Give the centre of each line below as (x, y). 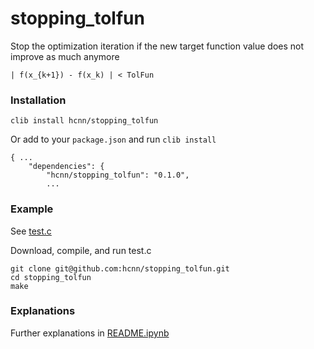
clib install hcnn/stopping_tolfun (84, 121)
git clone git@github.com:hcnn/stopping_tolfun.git (120, 268)
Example (32, 209)
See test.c (31, 231)
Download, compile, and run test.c (81, 250)
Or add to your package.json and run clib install (113, 139)
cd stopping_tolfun (51, 277)
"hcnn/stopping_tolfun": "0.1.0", (118, 175)
